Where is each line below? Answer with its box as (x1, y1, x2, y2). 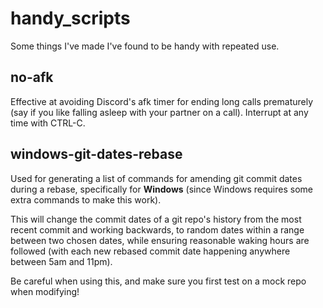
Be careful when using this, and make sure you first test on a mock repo (10, 275, 307, 287)
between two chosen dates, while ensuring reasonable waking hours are (10, 234, 310, 246)
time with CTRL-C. (10, 117, 86, 129)
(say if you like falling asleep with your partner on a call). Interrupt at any (10, 106, 309, 118)
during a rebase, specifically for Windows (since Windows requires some (10, 183, 313, 195)
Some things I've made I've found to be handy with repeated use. (10, 40, 280, 52)
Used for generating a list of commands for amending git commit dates (10, 172, 303, 184)
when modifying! (10, 285, 80, 297)
